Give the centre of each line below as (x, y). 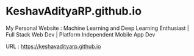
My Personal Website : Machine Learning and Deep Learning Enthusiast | (98, 28)
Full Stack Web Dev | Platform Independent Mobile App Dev (81, 34)
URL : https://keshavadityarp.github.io (53, 46)
